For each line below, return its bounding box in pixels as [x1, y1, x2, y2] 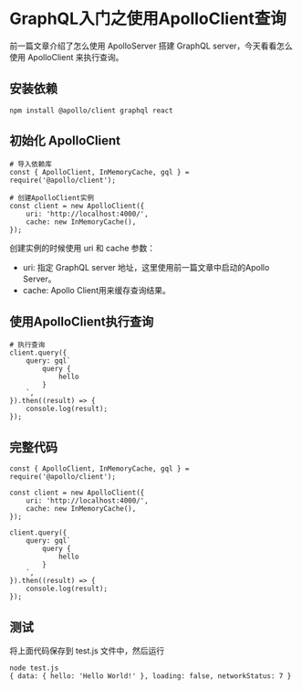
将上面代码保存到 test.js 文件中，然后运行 [9, 645, 165, 656]
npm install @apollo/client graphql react [9, 106, 173, 115]
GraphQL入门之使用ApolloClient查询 [9, 8, 287, 29]
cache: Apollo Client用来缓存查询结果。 [22, 284, 171, 295]
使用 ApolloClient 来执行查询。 [9, 51, 124, 62]
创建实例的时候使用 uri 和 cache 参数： [9, 242, 156, 253]
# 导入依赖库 [9, 159, 52, 169]
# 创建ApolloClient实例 [9, 193, 94, 202]
